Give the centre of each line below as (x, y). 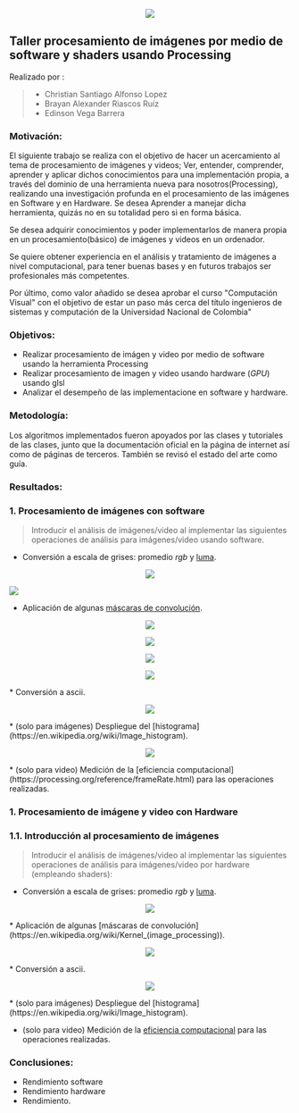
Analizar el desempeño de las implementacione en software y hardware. (155, 392)
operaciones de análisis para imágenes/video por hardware (140, 865)
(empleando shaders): (72, 874)
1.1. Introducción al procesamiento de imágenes (114, 835)
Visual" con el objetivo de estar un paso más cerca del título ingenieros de (146, 303)
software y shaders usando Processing (120, 55)
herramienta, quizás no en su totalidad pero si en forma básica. (125, 213)
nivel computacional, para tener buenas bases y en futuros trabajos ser (141, 266)
